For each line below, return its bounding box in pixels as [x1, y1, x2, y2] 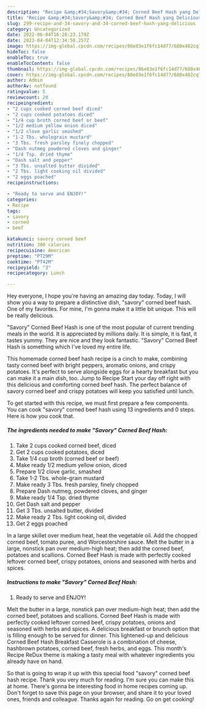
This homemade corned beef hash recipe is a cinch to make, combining [7, 355, 188, 362]
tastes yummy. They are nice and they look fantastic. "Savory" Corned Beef [7, 337, 197, 344]
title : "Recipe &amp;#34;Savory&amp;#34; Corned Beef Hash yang [7, 15, 174, 21]
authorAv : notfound [7, 83, 57, 89]
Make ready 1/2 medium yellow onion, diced [15, 462, 127, 469]
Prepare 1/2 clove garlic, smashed [15, 468, 101, 475]
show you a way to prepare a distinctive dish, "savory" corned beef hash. [7, 299, 192, 306]
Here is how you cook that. [7, 413, 75, 420]
